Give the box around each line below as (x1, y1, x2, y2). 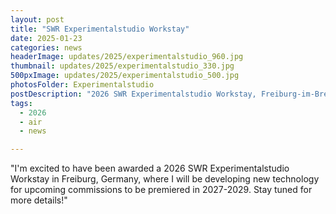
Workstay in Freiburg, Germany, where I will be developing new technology (10, 173, 320, 185)
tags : (10, 98, 33, 108)
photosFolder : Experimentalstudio (10, 80, 155, 90)
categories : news (10, 42, 83, 53)
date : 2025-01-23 (10, 33, 83, 43)
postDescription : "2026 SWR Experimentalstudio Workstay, (10, 89, 257, 99)
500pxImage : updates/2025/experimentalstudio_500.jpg (10, 71, 240, 81)
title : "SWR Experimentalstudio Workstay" (10, 24, 190, 34)
